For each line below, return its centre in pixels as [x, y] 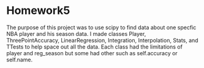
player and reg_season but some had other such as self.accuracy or [92, 53]
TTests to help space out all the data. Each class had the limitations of [94, 47]
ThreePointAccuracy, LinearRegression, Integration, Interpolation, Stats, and [102, 40]
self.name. [19, 59]
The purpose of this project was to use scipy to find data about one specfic [101, 27]
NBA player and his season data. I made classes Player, [76, 33]
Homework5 [38, 11]
